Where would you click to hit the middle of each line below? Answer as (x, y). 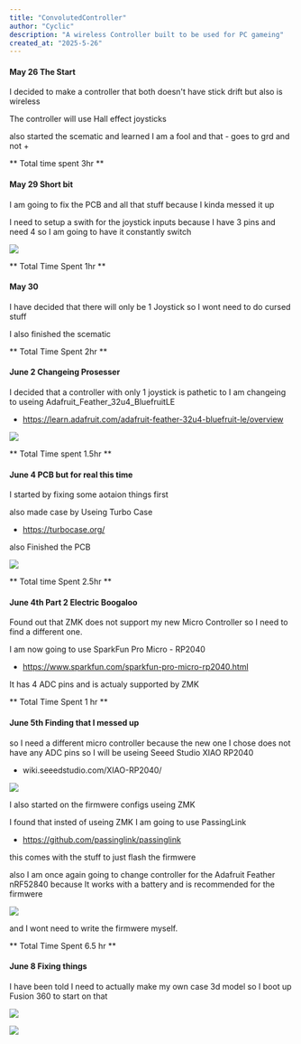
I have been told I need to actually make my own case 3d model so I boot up (150, 986)
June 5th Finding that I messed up (74, 723)
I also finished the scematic (60, 334)
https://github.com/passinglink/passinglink (102, 839)
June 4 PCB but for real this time (71, 475)
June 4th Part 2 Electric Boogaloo (73, 602)
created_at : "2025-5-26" (56, 43)
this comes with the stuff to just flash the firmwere (103, 857)
